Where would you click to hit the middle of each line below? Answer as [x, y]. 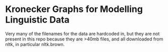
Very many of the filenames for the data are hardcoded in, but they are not [82, 33]
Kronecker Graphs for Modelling [74, 9]
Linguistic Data [37, 20]
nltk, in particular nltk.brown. [35, 44]
